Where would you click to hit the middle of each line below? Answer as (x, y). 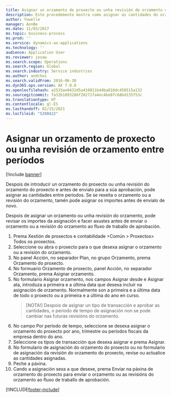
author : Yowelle (23, 19)
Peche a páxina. (30, 364)
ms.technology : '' (25, 48)
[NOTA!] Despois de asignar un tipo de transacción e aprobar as (93, 305)
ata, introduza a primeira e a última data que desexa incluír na (78, 284)
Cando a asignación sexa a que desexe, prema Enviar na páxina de (83, 369)
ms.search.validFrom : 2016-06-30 (41, 81)
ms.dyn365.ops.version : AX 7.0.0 (41, 85)
